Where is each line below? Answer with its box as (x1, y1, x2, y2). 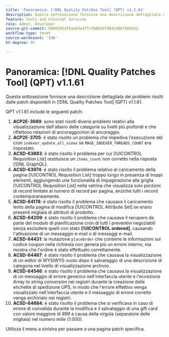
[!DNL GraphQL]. (13, 161, 48, 167)
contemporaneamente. (13, 193, 61, 199)
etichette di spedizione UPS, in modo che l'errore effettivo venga (13, 284, 147, 290)
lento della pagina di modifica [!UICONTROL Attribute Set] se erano (13, 204, 152, 210)
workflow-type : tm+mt (6, 31, 51, 36)
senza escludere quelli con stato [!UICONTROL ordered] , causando (13, 225, 153, 231)
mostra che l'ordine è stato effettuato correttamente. (13, 246, 122, 252)
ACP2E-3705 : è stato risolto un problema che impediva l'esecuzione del (13, 134, 163, 140)
